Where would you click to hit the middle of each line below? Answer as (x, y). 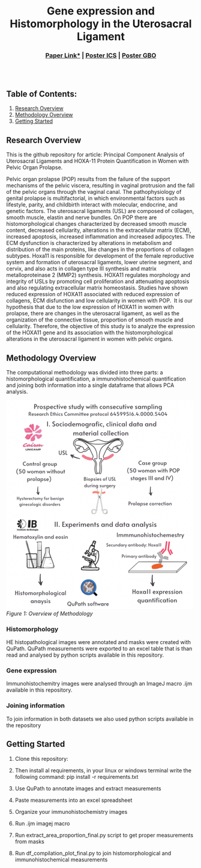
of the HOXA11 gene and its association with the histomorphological (89, 333)
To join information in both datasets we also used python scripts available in (100, 719)
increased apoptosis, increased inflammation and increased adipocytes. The (100, 237)
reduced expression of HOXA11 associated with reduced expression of (93, 294)
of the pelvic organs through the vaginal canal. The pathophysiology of (94, 192)
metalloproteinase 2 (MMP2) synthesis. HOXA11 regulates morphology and (98, 275)
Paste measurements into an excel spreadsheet (73, 800)
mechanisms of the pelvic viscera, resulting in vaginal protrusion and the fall (100, 185)
